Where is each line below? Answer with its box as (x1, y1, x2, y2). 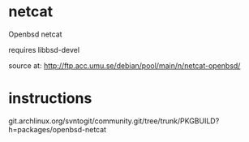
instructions (8, 89, 92, 108)
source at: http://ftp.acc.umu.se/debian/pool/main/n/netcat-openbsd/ (8, 60, 241, 71)
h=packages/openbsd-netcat (8, 124, 107, 134)
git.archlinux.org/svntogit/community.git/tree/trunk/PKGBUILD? (8, 116, 220, 126)
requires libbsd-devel (8, 45, 79, 54)
